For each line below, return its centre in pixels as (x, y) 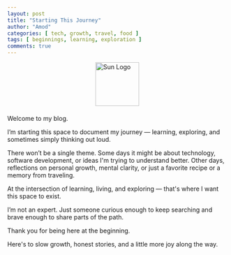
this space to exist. (34, 196)
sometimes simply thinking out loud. (59, 139)
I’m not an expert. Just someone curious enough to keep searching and (110, 210)
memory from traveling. (41, 175)
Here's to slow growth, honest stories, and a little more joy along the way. (113, 244)
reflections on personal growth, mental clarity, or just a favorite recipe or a (114, 168)
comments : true (29, 46)
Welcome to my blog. (38, 118)
